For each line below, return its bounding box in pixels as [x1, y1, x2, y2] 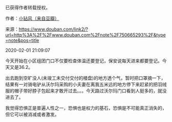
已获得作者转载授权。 [5, 5, 50, 10]
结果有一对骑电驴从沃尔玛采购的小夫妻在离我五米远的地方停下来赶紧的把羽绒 [5, 81, 167, 87]
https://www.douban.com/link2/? [18, 26, 89, 32]
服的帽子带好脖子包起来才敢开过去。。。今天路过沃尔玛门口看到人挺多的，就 [5, 88, 162, 93]
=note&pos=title [5, 37, 39, 43]
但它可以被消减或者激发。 [5, 111, 59, 117]
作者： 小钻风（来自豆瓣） [5, 15, 59, 21]
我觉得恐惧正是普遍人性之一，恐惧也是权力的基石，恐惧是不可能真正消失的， [5, 105, 167, 111]
